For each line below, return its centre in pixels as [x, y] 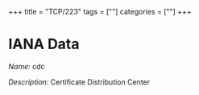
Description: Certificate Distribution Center [79, 82]
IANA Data [44, 44]
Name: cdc [27, 66]
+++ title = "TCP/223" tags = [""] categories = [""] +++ [100, 12]
